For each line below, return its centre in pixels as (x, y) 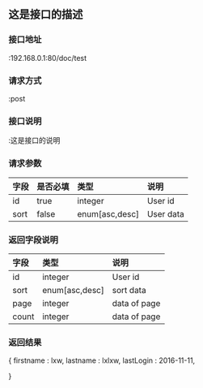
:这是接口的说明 (34, 140)
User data (165, 213)
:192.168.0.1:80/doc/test (48, 58)
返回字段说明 (34, 239)
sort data (129, 290)
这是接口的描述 (46, 15)
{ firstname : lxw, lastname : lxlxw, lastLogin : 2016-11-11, (102, 360)
